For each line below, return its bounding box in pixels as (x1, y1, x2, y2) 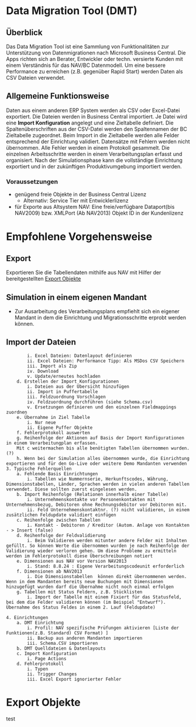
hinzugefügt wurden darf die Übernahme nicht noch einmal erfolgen (6, 584, 174, 590)
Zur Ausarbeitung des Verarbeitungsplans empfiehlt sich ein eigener (14, 307, 180, 315)
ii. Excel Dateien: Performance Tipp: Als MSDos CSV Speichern (27, 358, 184, 364)
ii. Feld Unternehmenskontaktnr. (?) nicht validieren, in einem (27, 506, 190, 513)
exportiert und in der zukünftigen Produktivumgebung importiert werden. (6, 163, 182, 170)
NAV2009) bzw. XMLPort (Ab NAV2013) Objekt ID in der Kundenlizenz (14, 209, 184, 217)
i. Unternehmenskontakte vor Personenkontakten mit (27, 496, 156, 502)
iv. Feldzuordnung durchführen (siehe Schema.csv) (27, 399, 153, 405)
